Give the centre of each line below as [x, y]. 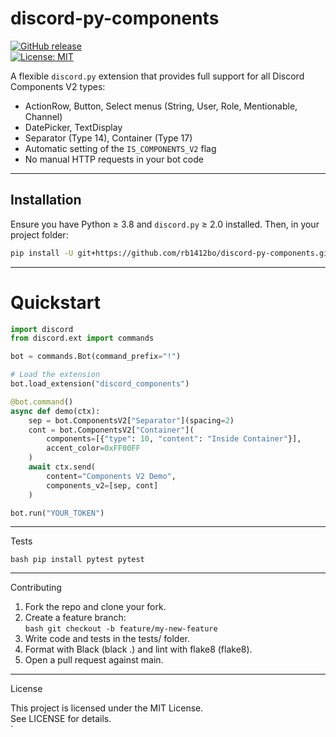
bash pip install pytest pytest [77, 560]
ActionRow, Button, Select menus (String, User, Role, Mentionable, [161, 106]
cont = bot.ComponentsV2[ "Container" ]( [111, 430]
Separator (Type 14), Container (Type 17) [108, 138]
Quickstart [56, 302]
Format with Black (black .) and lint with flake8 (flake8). [138, 649]
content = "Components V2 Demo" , [111, 476]
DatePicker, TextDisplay [73, 127]
